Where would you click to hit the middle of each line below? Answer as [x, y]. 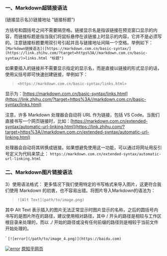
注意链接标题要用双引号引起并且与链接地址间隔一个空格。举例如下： [83, 43]
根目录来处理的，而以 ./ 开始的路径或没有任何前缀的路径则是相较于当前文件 [82, 222]
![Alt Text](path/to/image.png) [51, 200]
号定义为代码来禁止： [27, 154]
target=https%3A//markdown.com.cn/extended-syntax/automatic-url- [77, 132]
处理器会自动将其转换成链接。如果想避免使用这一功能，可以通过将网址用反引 [83, 147]
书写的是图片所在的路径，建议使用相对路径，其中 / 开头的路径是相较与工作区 [83, 216]
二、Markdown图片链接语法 [39, 172]
